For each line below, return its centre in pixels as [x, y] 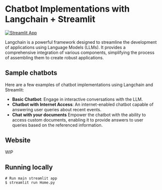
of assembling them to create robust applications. [54, 57]
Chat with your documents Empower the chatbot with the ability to [79, 115]
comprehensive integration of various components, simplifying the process [80, 52]
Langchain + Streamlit [50, 19]
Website [18, 140]
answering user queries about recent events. [57, 109]
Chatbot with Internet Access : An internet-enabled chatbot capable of [83, 104]
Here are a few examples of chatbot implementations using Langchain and [79, 85]
